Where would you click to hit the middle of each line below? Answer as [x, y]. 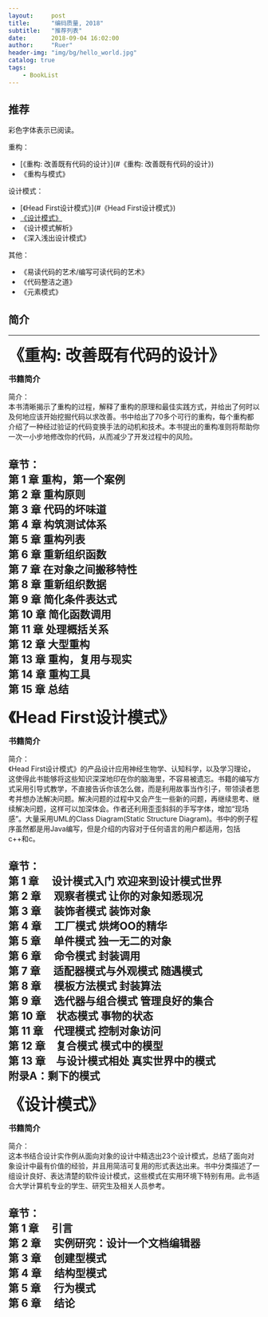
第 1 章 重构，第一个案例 [67, 479]
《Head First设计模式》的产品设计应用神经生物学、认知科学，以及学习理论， [132, 769]
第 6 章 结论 [42, 1303]
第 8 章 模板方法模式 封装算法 [85, 987]
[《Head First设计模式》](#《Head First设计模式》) [98, 208]
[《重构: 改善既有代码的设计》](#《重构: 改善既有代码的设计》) [117, 164]
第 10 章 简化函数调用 [60, 614]
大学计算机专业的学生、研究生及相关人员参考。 [92, 1186]
